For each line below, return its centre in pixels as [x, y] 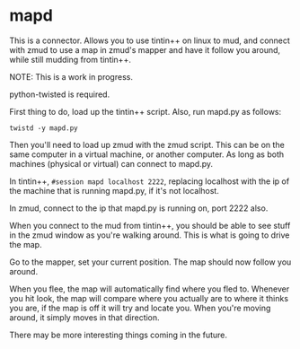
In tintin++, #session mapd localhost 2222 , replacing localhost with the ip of [150, 181]
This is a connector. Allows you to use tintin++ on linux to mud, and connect [150, 40]
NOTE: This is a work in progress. [71, 76]
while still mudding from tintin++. [71, 59]
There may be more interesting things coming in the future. [118, 335]
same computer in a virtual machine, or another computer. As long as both [147, 154]
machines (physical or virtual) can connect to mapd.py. [111, 163]
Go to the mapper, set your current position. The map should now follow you [150, 262]
